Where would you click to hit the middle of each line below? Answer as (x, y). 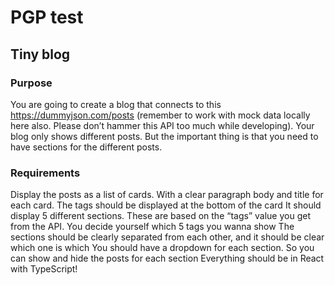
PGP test (47, 17)
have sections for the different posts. (86, 147)
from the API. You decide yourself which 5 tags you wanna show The (152, 227)
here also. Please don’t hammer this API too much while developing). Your (162, 125)
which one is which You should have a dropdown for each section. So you (162, 248)
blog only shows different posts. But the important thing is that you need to (164, 136)
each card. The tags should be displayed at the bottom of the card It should (166, 205)
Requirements (45, 173)
